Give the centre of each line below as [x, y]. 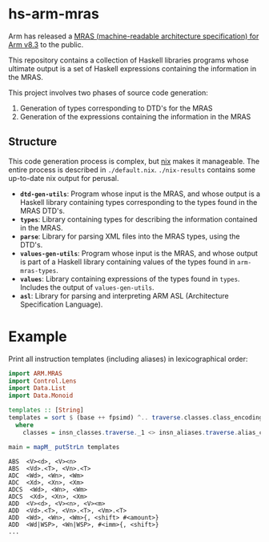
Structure [33, 142]
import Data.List [37, 388]
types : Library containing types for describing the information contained [139, 219]
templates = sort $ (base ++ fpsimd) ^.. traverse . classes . [111, 418]
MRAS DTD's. [42, 211]
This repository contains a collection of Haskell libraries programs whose [129, 60]
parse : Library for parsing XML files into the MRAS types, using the [130, 236]
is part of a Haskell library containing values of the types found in [128, 262]
